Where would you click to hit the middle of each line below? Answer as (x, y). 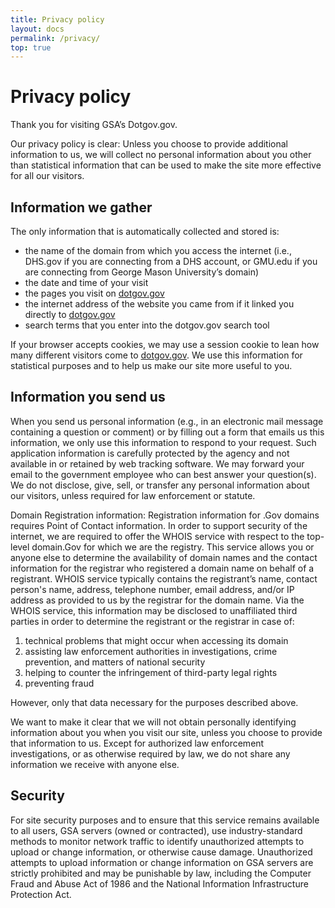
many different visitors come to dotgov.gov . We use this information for (156, 355)
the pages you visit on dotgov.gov (94, 293)
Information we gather (81, 207)
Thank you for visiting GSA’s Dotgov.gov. (94, 125)
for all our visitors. (47, 176)
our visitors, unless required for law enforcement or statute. (133, 495)
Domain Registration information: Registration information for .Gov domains (165, 515)
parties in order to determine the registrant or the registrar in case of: (152, 621)
